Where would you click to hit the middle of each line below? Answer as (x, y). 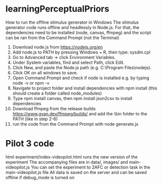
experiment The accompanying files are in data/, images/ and (67, 162)
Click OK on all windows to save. (45, 72)
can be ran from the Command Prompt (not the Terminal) (62, 38)
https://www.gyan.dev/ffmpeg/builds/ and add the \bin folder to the (80, 114)
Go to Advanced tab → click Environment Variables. (64, 57)
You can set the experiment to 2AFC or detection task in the (91, 167)
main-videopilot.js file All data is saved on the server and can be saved (76, 172)
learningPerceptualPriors (57, 9)
